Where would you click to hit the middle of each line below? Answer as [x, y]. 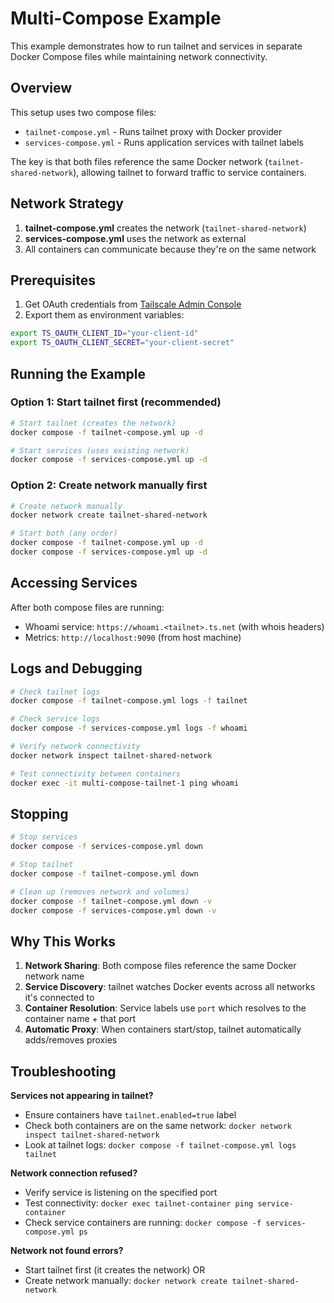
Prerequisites [53, 280]
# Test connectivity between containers [96, 773]
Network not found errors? [67, 1251]
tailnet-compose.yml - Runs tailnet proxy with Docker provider [153, 131]
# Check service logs [55, 719]
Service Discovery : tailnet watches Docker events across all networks [170, 987]
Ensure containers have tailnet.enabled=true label [130, 1115]
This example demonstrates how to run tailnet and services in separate [156, 46]
